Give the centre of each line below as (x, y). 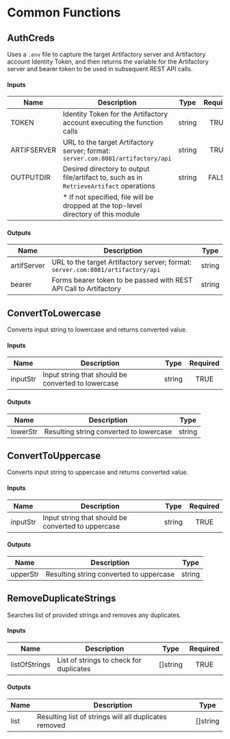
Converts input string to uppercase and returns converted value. (98, 472)
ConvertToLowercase (54, 313)
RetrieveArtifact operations (109, 186)
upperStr (25, 574)
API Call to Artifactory (86, 289)
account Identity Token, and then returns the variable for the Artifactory (108, 62)
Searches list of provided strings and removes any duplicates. (94, 615)
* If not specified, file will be (108, 197)
